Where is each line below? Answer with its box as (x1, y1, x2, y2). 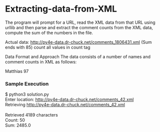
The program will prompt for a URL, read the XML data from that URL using (5, 19, 156, 25)
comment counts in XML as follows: (5, 59, 77, 65)
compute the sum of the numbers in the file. (5, 30, 94, 35)
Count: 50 (5, 117, 25, 123)
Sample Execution (5, 80, 49, 87)
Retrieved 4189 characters (5, 112, 58, 118)
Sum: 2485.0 (5, 122, 31, 128)
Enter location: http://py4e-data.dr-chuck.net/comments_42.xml (5, 97, 134, 102)
